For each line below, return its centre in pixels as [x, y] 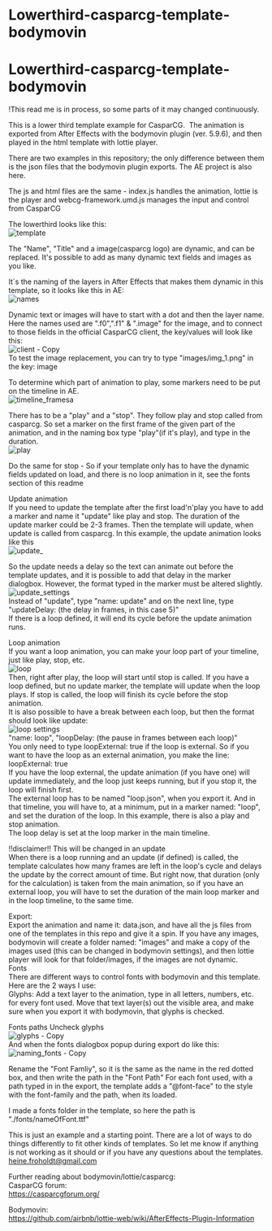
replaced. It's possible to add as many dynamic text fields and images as [130, 257]
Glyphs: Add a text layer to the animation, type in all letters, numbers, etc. [131, 994]
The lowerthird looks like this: [58, 225]
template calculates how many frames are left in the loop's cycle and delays [135, 866]
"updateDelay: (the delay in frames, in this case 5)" [94, 610]
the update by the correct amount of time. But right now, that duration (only [134, 875]
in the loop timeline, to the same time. [71, 901]
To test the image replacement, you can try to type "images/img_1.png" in [131, 358]
